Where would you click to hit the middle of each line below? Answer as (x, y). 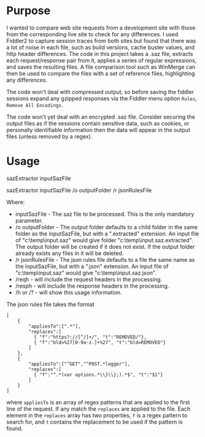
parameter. (29, 220)
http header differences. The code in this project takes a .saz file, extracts (100, 53)
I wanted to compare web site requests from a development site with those (101, 28)
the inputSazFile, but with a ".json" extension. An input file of (92, 266)
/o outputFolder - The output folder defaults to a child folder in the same (106, 227)
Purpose (29, 11)
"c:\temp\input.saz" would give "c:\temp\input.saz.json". (86, 273)
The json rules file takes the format (50, 304)
